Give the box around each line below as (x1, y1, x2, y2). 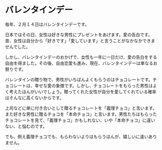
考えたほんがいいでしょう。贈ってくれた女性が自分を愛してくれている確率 (9, 88, 157, 95)
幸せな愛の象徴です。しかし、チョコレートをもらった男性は (34, 83, 153, 88)
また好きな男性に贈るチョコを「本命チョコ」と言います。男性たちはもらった (5, 111, 157, 117)
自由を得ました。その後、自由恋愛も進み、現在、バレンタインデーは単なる (5, 60, 153, 66)
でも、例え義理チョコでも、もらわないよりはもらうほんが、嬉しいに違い (5, 133, 149, 139)
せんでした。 (5, 44, 30, 50)
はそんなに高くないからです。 (5, 95, 64, 100)
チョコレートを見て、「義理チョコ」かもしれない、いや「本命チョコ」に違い (5, 117, 156, 123)
